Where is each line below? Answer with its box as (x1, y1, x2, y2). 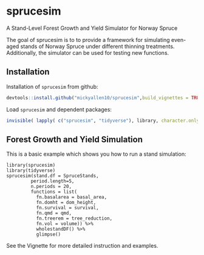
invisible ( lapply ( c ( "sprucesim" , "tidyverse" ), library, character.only (6, 117, 200, 124)
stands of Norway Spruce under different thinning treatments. (20, 43, 175, 50)
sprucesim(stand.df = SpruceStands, (6, 173, 99, 179)
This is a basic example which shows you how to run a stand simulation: (6, 150, 186, 158)
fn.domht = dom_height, (36, 200, 97, 206)
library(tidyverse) (6, 167, 56, 174)
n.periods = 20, (30, 184, 72, 190)
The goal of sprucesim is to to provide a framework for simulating (6, 36, 170, 43)
